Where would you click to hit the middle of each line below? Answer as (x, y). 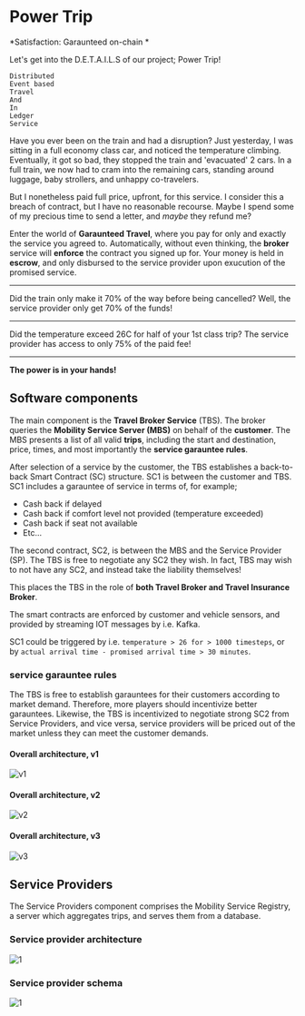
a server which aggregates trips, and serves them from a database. (135, 916)
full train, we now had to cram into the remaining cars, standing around (142, 169)
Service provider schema (66, 982)
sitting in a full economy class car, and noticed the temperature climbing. (145, 150)
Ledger (22, 115)
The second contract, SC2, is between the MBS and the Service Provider (146, 550)
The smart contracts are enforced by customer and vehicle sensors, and (145, 614)
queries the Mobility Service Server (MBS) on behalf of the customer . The (150, 429)
